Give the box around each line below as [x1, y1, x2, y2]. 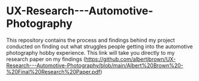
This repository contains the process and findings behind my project [6, 36, 175, 43]
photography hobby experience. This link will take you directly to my [6, 49, 175, 56]
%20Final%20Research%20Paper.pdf [6, 68, 101, 75]
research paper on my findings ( [6, 55, 86, 63]
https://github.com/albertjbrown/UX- [85, 55, 176, 63]
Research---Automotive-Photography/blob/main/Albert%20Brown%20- [6, 61, 184, 69]
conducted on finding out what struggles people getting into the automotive [6, 43, 193, 50]
